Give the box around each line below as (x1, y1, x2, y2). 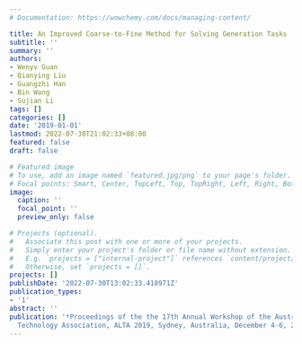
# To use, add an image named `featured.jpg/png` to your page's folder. (9, 171, 292, 180)
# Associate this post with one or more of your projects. (9, 237, 244, 246)
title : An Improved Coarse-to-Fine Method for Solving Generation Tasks (9, 29, 288, 39)
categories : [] (9, 113, 67, 122)
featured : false (9, 138, 70, 147)
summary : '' (9, 46, 54, 55)
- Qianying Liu (9, 71, 67, 81)
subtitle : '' (9, 38, 58, 47)
